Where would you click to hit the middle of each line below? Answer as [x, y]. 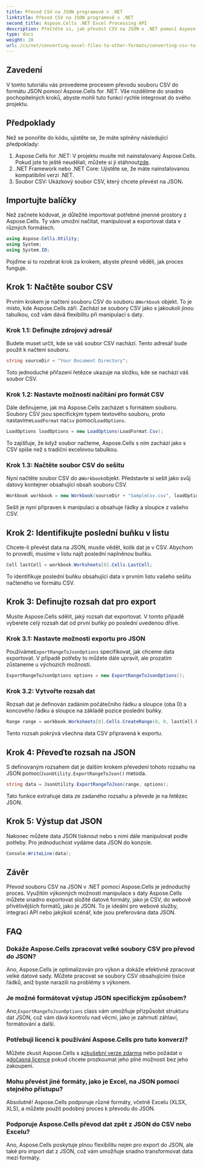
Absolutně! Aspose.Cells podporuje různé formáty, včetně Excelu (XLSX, [97, 1102]
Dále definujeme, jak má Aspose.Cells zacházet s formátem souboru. [92, 408]
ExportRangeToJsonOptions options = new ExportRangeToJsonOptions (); [96, 676]
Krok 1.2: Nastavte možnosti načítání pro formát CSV [85, 394]
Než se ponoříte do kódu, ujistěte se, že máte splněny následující [87, 137]
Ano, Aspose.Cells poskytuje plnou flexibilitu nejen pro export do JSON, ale [100, 1145]
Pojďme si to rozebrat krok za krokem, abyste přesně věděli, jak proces [95, 261]
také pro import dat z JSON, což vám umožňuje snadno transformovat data [100, 1151]
